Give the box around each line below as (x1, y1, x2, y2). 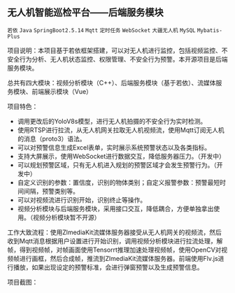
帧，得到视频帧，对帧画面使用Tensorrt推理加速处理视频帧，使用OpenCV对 (7, 245, 222, 254)
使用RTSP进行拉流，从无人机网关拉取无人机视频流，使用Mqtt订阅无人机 (17, 125, 225, 134)
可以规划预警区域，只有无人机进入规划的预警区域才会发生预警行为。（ (17, 160, 217, 169)
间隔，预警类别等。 (23, 187, 79, 195)
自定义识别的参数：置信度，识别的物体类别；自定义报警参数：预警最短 (17, 178, 220, 187)
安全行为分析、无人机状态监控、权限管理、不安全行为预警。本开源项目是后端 (7, 55, 228, 63)
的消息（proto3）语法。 (17, 134, 86, 143)
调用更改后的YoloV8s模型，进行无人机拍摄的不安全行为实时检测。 (17, 117, 207, 125)
